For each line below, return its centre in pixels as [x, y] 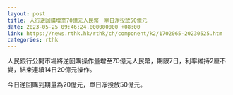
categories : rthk [33, 40]
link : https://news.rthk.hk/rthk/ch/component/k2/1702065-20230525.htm [115, 33]
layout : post [26, 14]
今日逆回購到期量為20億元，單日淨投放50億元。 [77, 84]
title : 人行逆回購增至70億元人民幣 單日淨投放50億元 [77, 20]
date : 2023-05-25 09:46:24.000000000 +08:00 [74, 27]
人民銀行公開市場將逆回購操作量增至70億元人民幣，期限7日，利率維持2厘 [114, 61]
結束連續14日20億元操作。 [58, 70]
